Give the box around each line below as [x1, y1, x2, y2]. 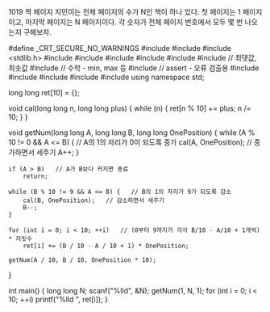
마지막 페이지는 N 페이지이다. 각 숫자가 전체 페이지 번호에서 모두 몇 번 [25, 17, 243, 27]
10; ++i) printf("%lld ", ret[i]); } [8, 294, 109, 304]
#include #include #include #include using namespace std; [8, 72, 205, 82]
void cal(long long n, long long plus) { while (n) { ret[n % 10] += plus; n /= [8, 103, 251, 113]
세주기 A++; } [35, 148, 79, 157]
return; [23, 172, 48, 180]
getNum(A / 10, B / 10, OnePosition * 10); [8, 256, 157, 264]
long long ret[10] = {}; [8, 88, 80, 97]
